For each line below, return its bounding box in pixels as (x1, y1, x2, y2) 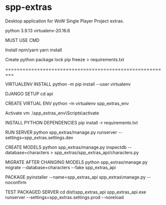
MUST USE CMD (5, 37, 40, 43)
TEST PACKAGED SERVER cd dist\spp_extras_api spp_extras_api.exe (5, 189, 146, 195)
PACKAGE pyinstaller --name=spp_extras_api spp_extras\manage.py (5, 174, 146, 180)
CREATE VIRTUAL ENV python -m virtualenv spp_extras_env (5, 100, 129, 106)
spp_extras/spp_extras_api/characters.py (54, 149, 139, 155)
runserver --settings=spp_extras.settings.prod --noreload (5, 194, 124, 200)
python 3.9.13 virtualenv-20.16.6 (5, 27, 71, 33)
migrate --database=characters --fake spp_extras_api (5, 164, 116, 170)
